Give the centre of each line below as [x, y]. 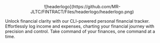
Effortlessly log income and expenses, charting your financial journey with [80, 26]
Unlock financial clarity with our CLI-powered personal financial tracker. [78, 21]
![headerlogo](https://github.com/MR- [82, 7]
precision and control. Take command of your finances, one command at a [80, 31]
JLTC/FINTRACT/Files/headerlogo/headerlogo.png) [82, 12]
